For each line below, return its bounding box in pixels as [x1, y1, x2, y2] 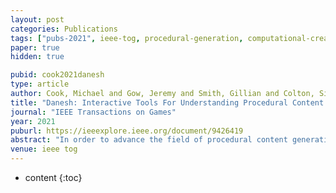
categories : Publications [10, 24, 118, 34]
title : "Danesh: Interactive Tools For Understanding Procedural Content [10, 97, 325, 108]
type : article [10, 79, 70, 90]
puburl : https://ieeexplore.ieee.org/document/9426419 [10, 126, 244, 136]
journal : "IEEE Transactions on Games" [10, 107, 177, 117]
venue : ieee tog [10, 144, 78, 155]
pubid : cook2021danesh [10, 70, 105, 80]
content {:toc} [24, 172, 83, 183]
